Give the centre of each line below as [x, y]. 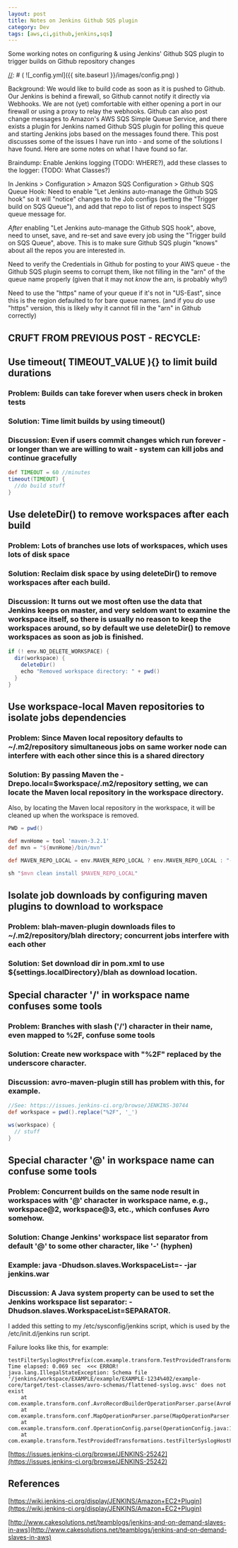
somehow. [26, 1218]
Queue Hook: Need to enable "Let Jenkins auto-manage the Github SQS [113, 191]
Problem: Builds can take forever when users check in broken [115, 393]
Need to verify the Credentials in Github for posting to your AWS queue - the [119, 264]
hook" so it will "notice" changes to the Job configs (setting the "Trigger [113, 199]
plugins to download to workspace [86, 906]
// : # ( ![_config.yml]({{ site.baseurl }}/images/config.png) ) [94, 75]
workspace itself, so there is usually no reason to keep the [110, 619]
